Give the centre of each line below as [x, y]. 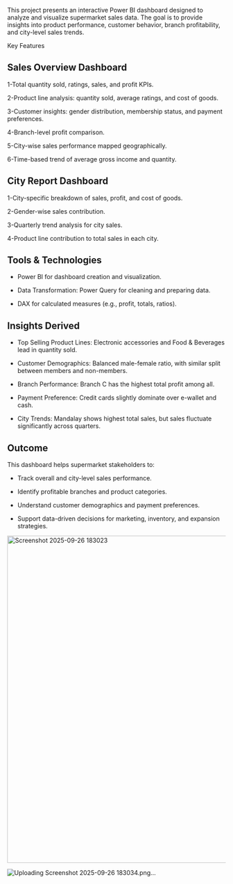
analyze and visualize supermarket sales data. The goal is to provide [105, 17]
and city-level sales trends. [46, 32]
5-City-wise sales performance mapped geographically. [87, 145]
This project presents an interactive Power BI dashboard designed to [105, 10]
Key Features [26, 46]
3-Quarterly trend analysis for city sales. [65, 225]
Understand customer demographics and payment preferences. [108, 505]
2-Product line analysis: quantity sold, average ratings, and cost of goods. [113, 97]
